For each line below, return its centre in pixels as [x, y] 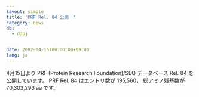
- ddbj [20, 34]
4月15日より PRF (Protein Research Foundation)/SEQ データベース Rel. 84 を [100, 73]
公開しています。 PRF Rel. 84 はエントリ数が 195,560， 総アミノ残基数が [96, 80]
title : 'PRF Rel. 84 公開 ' [41, 17]
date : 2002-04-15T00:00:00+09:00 [48, 50]
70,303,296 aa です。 [32, 87]
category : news [25, 23]
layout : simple [25, 12]
